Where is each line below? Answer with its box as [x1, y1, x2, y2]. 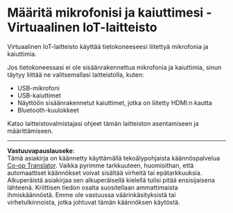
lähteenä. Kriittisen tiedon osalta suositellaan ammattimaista [7, 183, 178, 192]
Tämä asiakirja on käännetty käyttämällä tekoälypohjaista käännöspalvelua [7, 154, 221, 162]
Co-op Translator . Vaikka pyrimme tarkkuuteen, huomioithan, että [7, 161, 194, 169]
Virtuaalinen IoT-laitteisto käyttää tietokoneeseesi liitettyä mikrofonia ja [7, 42, 209, 50]
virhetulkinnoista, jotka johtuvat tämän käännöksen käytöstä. [7, 198, 180, 206]
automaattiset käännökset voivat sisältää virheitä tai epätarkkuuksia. [7, 168, 202, 177]
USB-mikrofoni [17, 84, 60, 92]
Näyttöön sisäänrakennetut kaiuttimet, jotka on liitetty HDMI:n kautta [17, 98, 213, 106]
